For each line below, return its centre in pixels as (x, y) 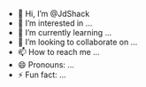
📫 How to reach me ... (58, 52)
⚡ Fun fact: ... (42, 75)
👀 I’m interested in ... (55, 23)
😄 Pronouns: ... (46, 65)
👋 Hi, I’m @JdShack (54, 14)
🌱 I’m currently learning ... (65, 32)
